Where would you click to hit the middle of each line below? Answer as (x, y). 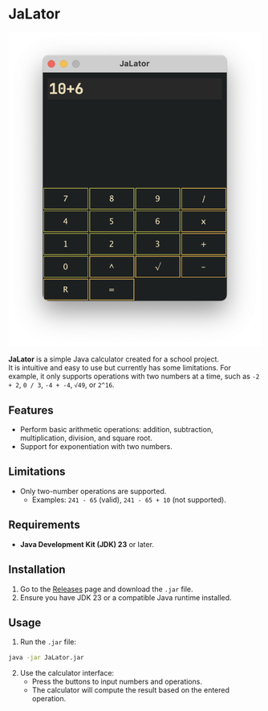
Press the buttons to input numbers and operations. (117, 682)
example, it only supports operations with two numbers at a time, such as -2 (134, 376)
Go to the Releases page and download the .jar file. (107, 589)
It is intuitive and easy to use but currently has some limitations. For (120, 368)
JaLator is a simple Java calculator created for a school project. (114, 359)
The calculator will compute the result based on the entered (131, 690)
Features (31, 410)
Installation (37, 570)
